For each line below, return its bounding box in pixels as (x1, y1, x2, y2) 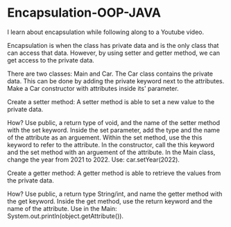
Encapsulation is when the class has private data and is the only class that (7, 41, 219, 49)
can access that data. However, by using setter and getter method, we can (7, 49, 221, 57)
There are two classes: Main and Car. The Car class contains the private (7, 69, 214, 78)
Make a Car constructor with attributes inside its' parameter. (7, 84, 179, 92)
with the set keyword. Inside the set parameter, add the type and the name (7, 126, 221, 134)
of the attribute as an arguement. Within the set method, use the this (7, 133, 203, 142)
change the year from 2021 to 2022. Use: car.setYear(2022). (7, 155, 180, 164)
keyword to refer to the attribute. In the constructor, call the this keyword (7, 140, 215, 149)
